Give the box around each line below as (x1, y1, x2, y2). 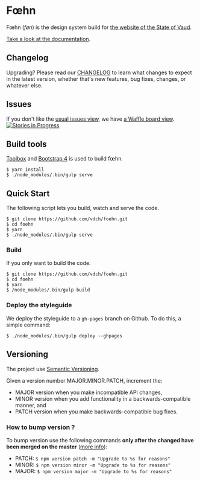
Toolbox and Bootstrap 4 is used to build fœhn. (6, 155, 123, 162)
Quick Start (6, 188, 50, 199)
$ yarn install (6, 167, 45, 173)
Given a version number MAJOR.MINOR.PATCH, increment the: (6, 377, 163, 384)
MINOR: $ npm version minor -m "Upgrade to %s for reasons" (14, 461, 171, 468)
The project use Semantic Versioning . (6, 365, 99, 372)
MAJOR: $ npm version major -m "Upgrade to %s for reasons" (14, 467, 172, 474)
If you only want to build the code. (6, 260, 92, 267)
